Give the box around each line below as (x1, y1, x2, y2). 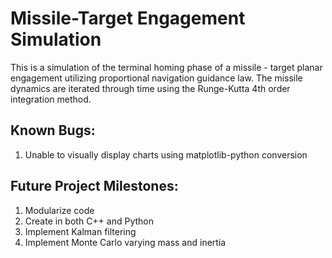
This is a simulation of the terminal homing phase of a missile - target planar (10, 61, 323, 73)
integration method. (10, 93, 92, 105)
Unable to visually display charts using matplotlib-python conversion (24, 148, 308, 161)
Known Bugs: (10, 122, 96, 139)
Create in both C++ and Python (24, 215, 154, 227)
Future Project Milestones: (10, 178, 179, 195)
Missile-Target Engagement (10, 7, 246, 30)
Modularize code (24, 204, 95, 216)
